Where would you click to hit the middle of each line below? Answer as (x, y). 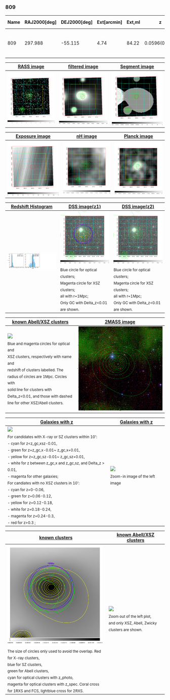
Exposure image (33, 136)
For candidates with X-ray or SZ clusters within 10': (52, 437)
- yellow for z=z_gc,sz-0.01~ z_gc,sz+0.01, (46, 457)
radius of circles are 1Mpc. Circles (37, 377)
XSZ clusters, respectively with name (39, 357)
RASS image (31, 66)
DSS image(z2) (138, 207)
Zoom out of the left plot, (130, 616)
